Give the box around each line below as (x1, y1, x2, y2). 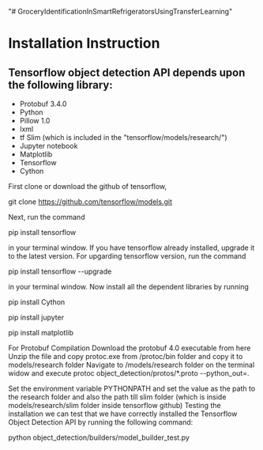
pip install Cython (8, 297, 66, 307)
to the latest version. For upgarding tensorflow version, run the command (8, 251, 246, 260)
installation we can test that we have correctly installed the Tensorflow (8, 409, 238, 418)
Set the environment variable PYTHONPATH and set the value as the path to (8, 384, 256, 393)
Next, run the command (8, 213, 85, 221)
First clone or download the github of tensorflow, (8, 182, 167, 191)
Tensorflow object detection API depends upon (8, 66, 246, 79)
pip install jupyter (8, 312, 65, 322)
